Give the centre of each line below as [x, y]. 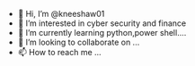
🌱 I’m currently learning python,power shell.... [102, 33]
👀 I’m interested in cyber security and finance [102, 23]
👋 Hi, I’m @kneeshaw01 [61, 14]
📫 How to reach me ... [59, 52]
